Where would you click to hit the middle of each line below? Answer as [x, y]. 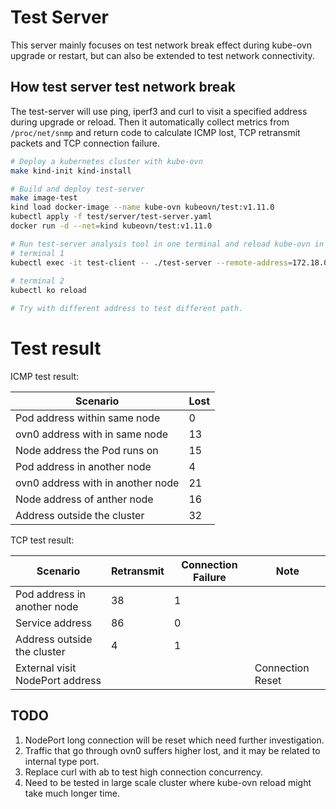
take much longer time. [72, 793]
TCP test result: [42, 540]
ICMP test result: [45, 376]
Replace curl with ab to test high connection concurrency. [144, 772]
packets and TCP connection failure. [85, 143]
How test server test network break [123, 87]
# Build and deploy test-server [77, 189]
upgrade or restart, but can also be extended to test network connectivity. [162, 55]
